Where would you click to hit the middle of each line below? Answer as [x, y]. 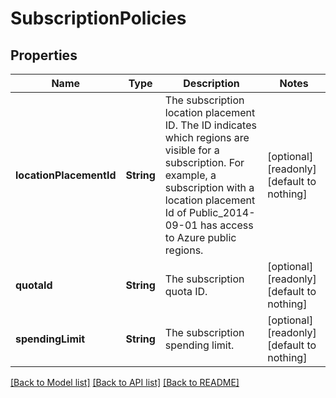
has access [226, 225]
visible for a [192, 150]
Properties [44, 55]
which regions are [207, 137]
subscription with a [209, 187]
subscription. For [204, 162]
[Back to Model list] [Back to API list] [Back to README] [125, 382]
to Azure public [200, 237]
